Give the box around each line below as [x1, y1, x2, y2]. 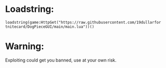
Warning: [5, 41, 44, 52]
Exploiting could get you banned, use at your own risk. [5, 57, 117, 63]
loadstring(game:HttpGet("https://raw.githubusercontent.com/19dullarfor [5, 20, 162, 25]
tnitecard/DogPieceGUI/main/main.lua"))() [5, 24, 94, 29]
